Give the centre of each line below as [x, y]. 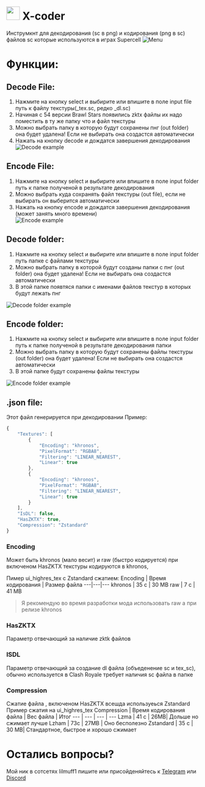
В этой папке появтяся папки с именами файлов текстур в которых [103, 286]
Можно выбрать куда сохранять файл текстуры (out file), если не [100, 194]
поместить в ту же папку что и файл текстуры [75, 121]
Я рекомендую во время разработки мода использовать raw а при [109, 603]
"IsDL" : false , [37, 514]
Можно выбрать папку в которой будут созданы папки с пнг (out [100, 267]
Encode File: [31, 166]
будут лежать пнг [38, 293]
